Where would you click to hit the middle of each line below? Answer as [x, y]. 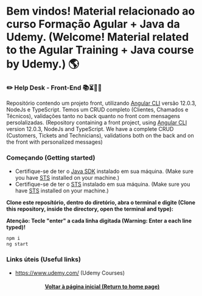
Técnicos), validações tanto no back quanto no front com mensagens [93, 116]
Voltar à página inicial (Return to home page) [102, 287]
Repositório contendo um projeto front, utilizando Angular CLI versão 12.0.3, [101, 103]
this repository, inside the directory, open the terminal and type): [90, 209]
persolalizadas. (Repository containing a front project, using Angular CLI [97, 122]
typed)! [16, 227]
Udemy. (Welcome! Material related [98, 37]
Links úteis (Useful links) [44, 259]
